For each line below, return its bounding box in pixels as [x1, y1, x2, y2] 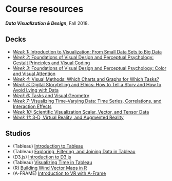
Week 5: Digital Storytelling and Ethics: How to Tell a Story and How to [12, 81, 162, 87]
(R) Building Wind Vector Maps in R [12, 165, 87, 171]
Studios [5, 129, 31, 138]
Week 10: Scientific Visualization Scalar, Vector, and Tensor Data [12, 108, 149, 115]
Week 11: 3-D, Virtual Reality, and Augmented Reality [12, 114, 124, 120]
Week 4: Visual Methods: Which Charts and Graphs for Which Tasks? [12, 76, 159, 82]
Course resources [5, 3, 84, 15]
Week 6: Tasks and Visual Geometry [12, 92, 90, 98]
